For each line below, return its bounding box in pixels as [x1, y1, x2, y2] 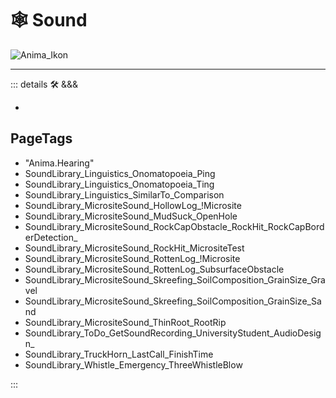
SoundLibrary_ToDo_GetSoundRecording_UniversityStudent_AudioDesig [24, 327, 322, 339]
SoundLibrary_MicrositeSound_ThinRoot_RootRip [24, 316, 227, 328]
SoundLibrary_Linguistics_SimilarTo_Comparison [24, 188, 225, 201]
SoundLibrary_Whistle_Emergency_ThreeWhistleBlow [24, 358, 243, 371]
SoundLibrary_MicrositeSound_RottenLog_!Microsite [24, 252, 241, 264]
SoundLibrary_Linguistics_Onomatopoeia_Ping [24, 167, 216, 179]
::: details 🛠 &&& [10, 78, 79, 90]
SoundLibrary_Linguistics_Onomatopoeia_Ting [24, 178, 215, 190]
